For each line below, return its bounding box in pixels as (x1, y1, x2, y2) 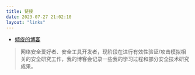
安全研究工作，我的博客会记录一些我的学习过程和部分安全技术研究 (30, 56, 190, 63)
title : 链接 (6, 8, 33, 15)
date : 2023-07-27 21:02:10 (6, 14, 72, 20)
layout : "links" (6, 19, 46, 25)
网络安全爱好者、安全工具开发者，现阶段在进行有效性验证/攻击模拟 (20, 48, 181, 55)
